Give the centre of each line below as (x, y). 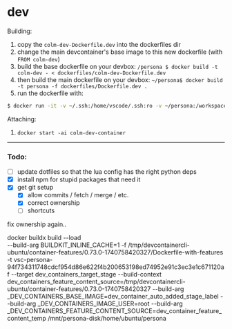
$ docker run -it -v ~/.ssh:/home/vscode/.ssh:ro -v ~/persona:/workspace (117, 106)
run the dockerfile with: (50, 93)
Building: (20, 31)
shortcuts (41, 210)
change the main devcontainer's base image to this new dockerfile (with (120, 52)
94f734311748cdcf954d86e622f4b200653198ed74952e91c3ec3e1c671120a (116, 267)
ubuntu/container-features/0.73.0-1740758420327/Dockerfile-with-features (115, 252)
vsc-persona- (33, 260)
